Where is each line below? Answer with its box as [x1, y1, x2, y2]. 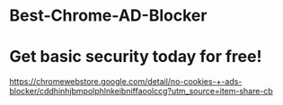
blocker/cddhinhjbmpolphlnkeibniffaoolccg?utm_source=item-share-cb [9, 86, 274, 97]
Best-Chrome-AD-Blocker [9, 5, 208, 26]
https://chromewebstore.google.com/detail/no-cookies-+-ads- [9, 76, 243, 87]
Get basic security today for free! [9, 47, 262, 67]
